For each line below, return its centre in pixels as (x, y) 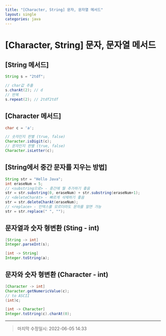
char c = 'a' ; (20, 128)
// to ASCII (17, 296)
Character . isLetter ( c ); (30, 151)
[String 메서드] (27, 65)
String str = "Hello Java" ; (34, 179)
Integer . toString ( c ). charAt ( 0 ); (38, 314)
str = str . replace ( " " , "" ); (35, 211)
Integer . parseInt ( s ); (27, 244)
